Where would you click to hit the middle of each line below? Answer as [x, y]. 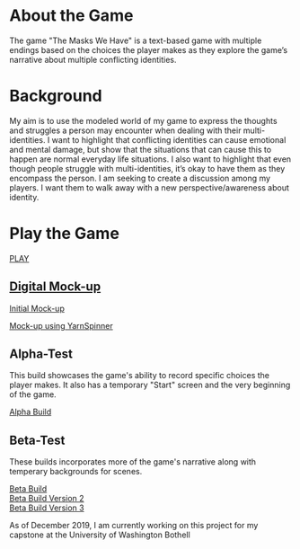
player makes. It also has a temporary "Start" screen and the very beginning [150, 385]
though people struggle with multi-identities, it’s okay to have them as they [147, 168]
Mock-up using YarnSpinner [62, 325]
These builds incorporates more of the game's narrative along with [133, 462]
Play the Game [64, 234]
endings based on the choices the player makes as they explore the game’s [149, 49]
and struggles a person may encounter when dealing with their [125, 130]
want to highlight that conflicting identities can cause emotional [169, 139]
